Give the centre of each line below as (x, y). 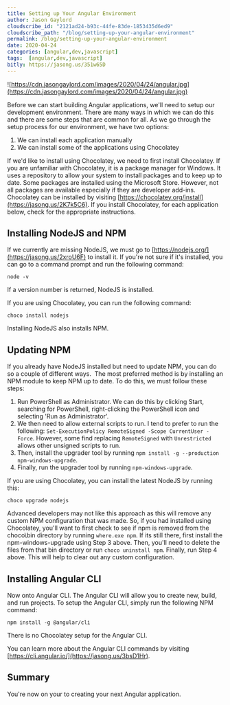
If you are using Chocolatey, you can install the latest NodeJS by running (110, 481)
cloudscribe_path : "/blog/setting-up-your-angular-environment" (101, 33)
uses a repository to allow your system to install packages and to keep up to (115, 175)
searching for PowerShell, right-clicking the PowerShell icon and (108, 409)
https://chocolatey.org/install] (162, 197)
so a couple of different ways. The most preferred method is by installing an (115, 374)
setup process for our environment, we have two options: (88, 126)
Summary (28, 678)
